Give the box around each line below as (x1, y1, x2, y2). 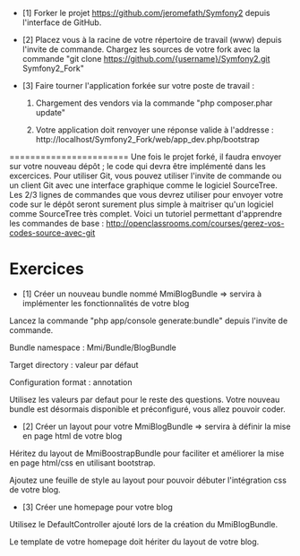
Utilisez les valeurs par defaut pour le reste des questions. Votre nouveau (9, 394, 280, 405)
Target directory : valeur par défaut (9, 359, 139, 370)
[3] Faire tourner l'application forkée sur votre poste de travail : (21, 81, 255, 90)
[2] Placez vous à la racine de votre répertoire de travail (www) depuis (21, 35, 282, 45)
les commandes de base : (9, 218, 105, 228)
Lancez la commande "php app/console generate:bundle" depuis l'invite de (9, 315, 288, 326)
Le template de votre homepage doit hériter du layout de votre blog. (9, 536, 260, 547)
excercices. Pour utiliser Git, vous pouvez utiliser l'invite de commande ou (9, 170, 282, 181)
